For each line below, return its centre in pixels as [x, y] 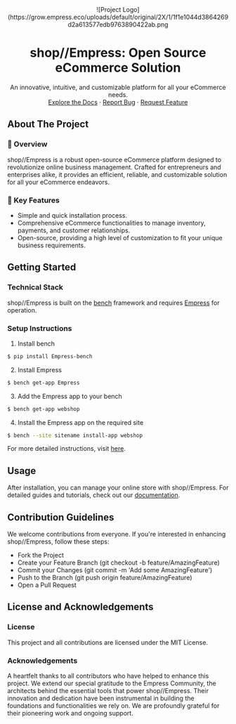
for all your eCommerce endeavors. [59, 182]
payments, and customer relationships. [74, 230]
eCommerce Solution [118, 68]
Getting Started [42, 267]
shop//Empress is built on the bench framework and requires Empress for [113, 303]
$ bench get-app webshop [44, 409]
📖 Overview [27, 144]
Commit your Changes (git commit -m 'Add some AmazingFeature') [115, 570]
